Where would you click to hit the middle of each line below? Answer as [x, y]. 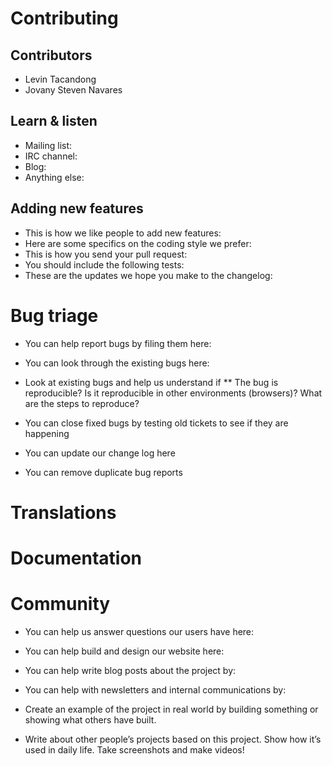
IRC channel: [51, 156]
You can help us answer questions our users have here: [139, 631]
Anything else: [54, 177]
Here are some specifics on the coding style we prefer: [138, 243]
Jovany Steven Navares [73, 90]
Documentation [76, 558]
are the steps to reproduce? [82, 403]
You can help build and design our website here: [124, 651]
